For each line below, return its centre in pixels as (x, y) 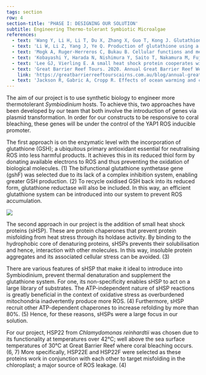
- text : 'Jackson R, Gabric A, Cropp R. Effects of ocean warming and (104, 80)
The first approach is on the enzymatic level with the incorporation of (93, 142)
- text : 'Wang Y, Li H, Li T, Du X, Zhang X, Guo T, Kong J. (92, 40)
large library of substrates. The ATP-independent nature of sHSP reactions (101, 288)
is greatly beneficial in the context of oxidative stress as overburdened (95, 295)
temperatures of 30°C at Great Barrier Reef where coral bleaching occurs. (100, 346)
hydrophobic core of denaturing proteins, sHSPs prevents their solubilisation (103, 244)
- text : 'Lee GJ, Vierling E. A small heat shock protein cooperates (102, 63)
